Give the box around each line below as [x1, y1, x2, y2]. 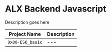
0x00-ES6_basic [7, 39, 43, 45]
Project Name [9, 30, 41, 37]
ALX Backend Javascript [5, 3, 107, 14]
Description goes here [5, 19, 49, 25]
